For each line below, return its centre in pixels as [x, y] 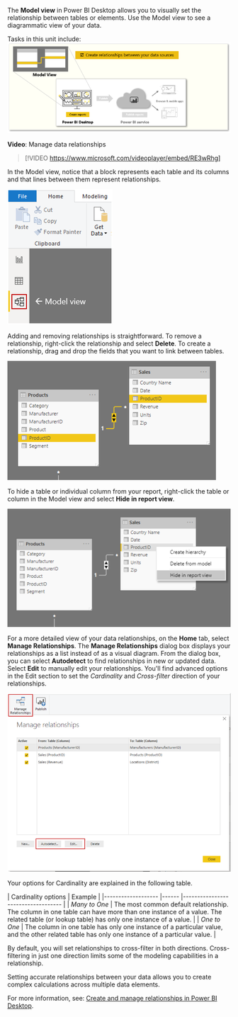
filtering [19, 955]
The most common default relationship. [171, 904]
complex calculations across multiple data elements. [84, 984]
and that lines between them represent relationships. [84, 179]
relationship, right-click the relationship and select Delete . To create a [109, 343]
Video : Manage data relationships [57, 144]
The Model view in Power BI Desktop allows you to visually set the [104, 10]
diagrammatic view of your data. [55, 25]
